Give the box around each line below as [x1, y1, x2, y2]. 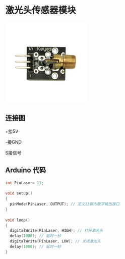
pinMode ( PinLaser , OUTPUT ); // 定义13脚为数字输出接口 [10, 201, 120, 207]
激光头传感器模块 [5, 5, 77, 16]
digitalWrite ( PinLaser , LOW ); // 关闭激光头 [10, 239, 101, 244]
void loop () [5, 218, 30, 223]
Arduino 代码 [5, 166, 46, 175]
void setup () [5, 191, 33, 196]
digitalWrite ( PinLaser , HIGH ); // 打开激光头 [10, 228, 103, 233]
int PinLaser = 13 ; [5, 180, 44, 185]
